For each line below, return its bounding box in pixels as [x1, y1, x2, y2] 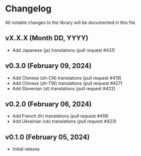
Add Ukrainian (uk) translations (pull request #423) [12, 118, 117, 125]
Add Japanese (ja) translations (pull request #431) [12, 47, 115, 53]
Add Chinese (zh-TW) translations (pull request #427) [12, 80, 123, 86]
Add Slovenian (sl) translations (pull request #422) [12, 85, 116, 91]
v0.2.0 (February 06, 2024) [5, 100, 92, 108]
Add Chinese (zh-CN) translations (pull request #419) [12, 75, 122, 81]
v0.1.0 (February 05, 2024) [5, 133, 90, 141]
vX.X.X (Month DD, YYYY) [5, 34, 88, 42]
